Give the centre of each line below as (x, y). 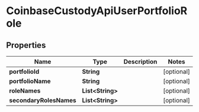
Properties (26, 45)
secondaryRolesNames (43, 100)
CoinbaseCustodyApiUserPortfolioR (97, 11)
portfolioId (24, 72)
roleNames (25, 91)
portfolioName (30, 81)
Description (140, 62)
